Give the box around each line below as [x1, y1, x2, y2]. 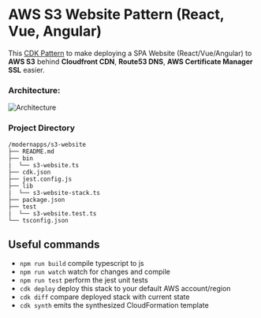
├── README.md [8, 148, 55, 155]
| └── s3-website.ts [8, 161, 80, 169]
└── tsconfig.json [8, 216, 69, 224]
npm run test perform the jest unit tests [19, 275, 148, 285]
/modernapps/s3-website [8, 140, 87, 148]
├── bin [8, 154, 34, 163]
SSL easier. [8, 65, 45, 74]
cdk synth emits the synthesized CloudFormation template [19, 301, 209, 310]
